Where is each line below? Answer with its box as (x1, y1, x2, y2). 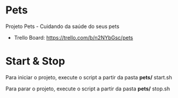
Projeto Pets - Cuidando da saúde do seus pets (5, 23, 119, 30)
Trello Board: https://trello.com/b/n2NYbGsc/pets (13, 34, 133, 41)
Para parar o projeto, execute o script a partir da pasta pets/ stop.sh (5, 85, 170, 92)
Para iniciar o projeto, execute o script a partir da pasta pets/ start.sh (5, 73, 172, 80)
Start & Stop (5, 55, 66, 68)
